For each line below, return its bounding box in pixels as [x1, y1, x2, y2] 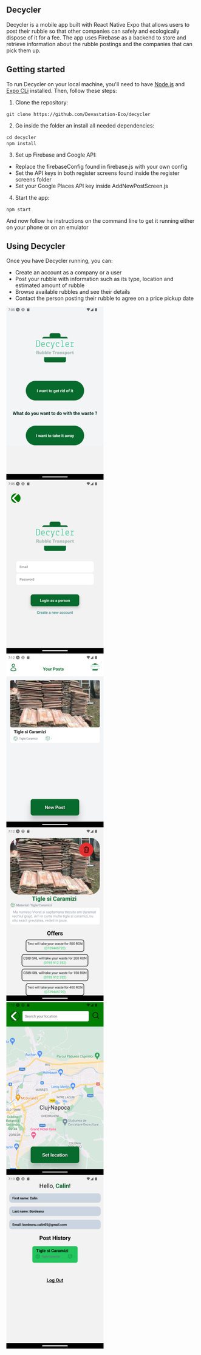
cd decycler [6, 134, 36, 140]
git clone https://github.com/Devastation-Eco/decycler [6, 111, 151, 117]
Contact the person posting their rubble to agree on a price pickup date [15, 294, 194, 302]
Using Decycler [6, 241, 66, 251]
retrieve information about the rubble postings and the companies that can [6, 40, 192, 47]
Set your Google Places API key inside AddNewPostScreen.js [15, 182, 168, 189]
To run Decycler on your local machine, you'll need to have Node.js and [6, 80, 185, 87]
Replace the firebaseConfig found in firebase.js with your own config [15, 163, 188, 170]
